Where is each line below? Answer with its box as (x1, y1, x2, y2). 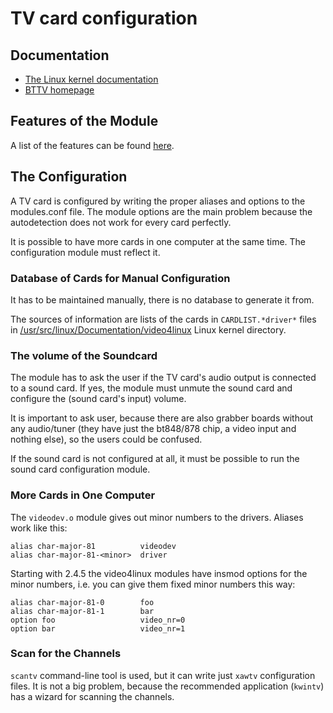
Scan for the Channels (10, 647, 122, 661)
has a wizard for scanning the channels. (10, 690, 175, 702)
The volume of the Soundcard (10, 348, 158, 362)
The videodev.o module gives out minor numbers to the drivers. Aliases (10, 511, 304, 523)
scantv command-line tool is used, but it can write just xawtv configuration (10, 669, 316, 681)
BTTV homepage (24, 84, 95, 96)
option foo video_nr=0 (10, 615, 186, 625)
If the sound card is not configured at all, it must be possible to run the (10, 453, 300, 465)
